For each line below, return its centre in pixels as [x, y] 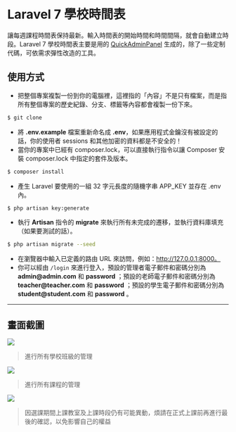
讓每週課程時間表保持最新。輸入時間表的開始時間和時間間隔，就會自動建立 [115, 35]
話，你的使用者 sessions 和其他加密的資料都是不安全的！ [100, 141]
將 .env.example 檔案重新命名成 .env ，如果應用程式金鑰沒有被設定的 [118, 132]
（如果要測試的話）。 [47, 231]
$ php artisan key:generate [48, 208]
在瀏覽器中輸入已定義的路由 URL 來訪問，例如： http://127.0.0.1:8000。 [119, 259]
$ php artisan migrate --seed [52, 244]
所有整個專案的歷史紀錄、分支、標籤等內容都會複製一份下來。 [107, 104]
